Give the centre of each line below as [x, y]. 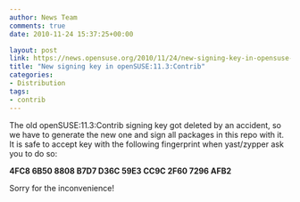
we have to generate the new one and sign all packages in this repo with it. [146, 134]
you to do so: [33, 153]
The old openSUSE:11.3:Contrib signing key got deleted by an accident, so [145, 125]
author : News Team [43, 17]
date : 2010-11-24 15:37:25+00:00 [71, 34]
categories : [31, 75]
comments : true [37, 26]
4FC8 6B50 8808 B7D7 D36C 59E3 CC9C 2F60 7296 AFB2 [121, 171]
